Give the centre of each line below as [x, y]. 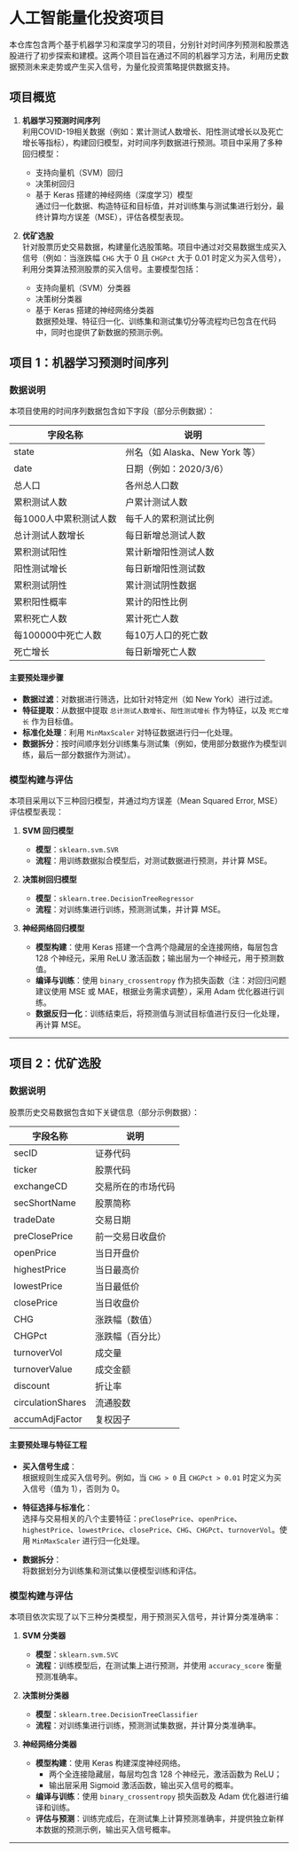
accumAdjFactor [48, 1418]
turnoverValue [43, 1369]
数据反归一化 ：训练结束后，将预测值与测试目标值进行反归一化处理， [160, 1013]
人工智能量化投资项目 [87, 18]
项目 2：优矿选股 [55, 1064]
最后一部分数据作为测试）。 [86, 754]
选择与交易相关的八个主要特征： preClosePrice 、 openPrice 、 [132, 1518]
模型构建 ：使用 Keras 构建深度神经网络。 [110, 1763]
